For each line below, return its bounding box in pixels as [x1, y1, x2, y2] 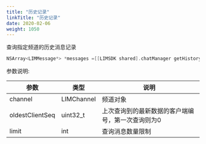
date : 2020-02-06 [6, 20, 51, 26]
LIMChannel [61, 95, 96, 104]
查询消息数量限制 [102, 128, 151, 136]
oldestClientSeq [9, 111, 56, 120]
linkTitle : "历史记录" [6, 15, 61, 21]
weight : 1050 [6, 26, 40, 32]
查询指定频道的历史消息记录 [6, 43, 77, 51]
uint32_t [61, 111, 85, 120]
